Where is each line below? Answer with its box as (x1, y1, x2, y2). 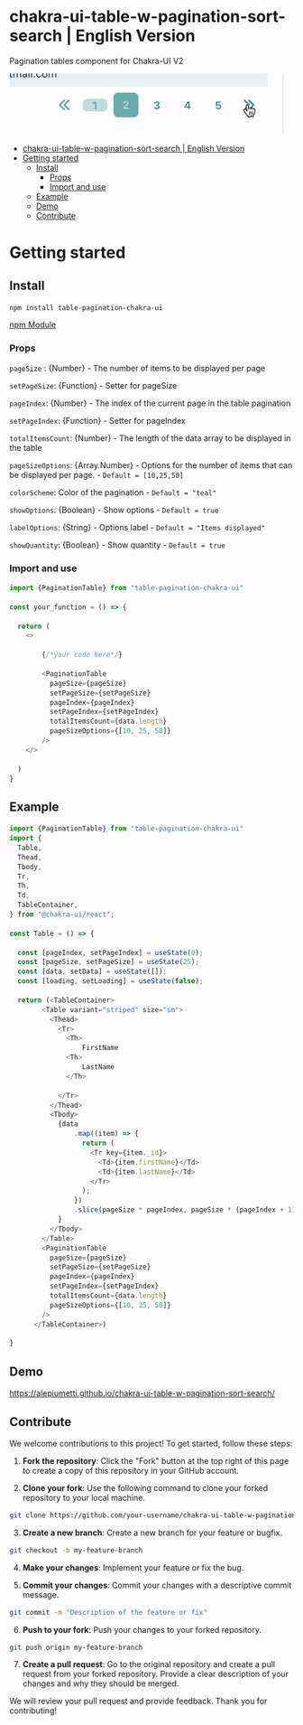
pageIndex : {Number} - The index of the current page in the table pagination (9, 398, 291, 408)
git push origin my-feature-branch (9, 1643, 143, 1652)
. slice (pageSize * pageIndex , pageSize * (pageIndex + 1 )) (73, 1205, 300, 1214)
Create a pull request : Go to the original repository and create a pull (22, 1659, 276, 1670)
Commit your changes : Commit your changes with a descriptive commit (22, 1580, 292, 1590)
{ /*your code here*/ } (41, 651, 124, 660)
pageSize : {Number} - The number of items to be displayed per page (9, 362, 266, 373)
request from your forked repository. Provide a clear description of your (22, 1669, 289, 1680)
